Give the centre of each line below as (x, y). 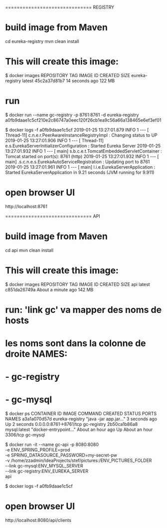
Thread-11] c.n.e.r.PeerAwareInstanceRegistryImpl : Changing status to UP (82, 135)
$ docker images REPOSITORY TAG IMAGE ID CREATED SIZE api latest (78, 284)
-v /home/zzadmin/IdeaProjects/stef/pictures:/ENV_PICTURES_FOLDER (79, 460)
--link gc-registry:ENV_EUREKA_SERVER (47, 471)
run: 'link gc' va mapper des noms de (83, 310)
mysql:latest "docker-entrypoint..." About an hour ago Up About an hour (79, 429)
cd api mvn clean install (29, 250)
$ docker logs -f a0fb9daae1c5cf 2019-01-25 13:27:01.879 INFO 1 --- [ (77, 130)
